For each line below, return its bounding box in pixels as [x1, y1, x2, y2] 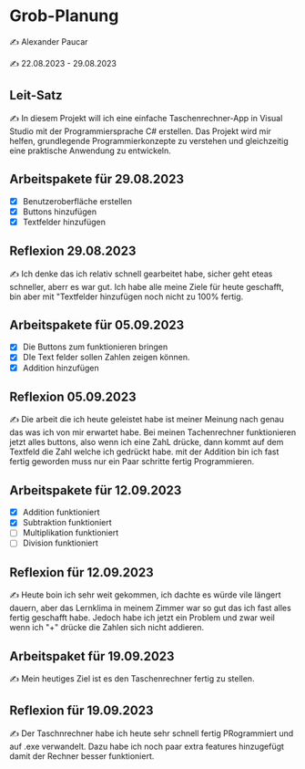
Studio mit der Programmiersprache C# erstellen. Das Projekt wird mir [9, 125, 271, 137]
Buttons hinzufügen [22, 206, 97, 217]
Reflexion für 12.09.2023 [9, 565, 154, 580]
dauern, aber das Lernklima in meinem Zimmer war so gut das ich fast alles [9, 603, 291, 614]
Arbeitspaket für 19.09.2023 [9, 649, 175, 664]
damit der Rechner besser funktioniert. [9, 750, 155, 762]
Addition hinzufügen [22, 362, 99, 373]
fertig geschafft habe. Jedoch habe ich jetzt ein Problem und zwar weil [9, 612, 275, 623]
